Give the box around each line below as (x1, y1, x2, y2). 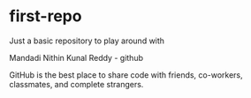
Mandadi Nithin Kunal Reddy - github (9, 52, 144, 63)
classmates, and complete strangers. (9, 79, 144, 89)
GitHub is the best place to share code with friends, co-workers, (9, 69, 243, 80)
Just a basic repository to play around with (9, 35, 165, 46)
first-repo (9, 6, 82, 26)
